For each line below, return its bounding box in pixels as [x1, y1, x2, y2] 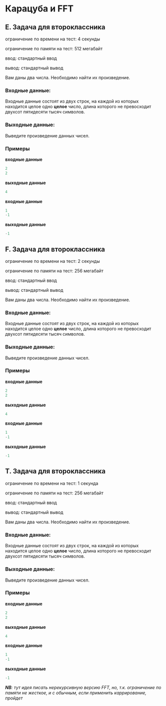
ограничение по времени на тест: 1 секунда [5, 480, 99, 486]
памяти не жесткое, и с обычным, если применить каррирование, [5, 690, 147, 696]
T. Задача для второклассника [5, 467, 106, 475]
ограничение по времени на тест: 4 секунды [5, 36, 100, 42]
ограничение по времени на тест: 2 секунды [5, 258, 100, 264]
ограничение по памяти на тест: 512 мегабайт [5, 46, 103, 51]
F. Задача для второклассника [5, 245, 105, 253]
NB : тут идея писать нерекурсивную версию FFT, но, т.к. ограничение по [5, 685, 162, 691]
